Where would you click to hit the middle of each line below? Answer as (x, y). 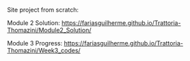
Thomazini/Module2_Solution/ (49, 30)
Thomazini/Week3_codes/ (44, 50)
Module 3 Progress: (35, 43)
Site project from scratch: (43, 10)
